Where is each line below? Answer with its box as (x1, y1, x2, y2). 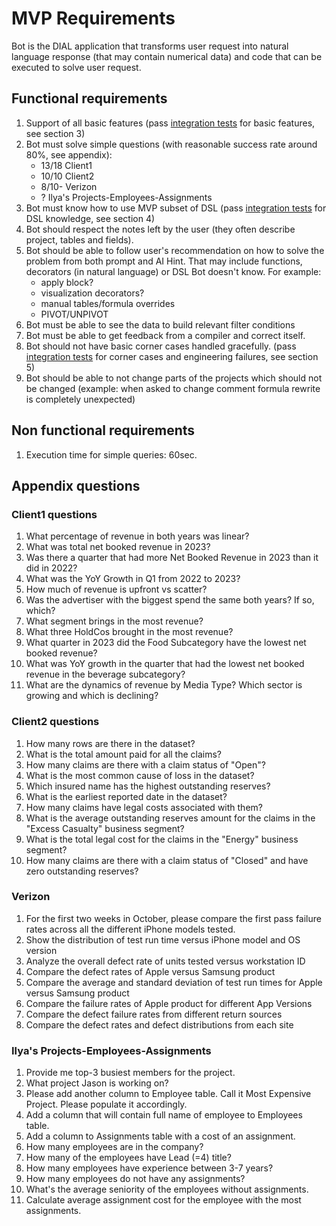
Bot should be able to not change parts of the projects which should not (25, 372, 323, 384)
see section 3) (25, 127, 86, 139)
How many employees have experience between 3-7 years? (25, 1162, 274, 1174)
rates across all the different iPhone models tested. (25, 923, 236, 935)
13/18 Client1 (40, 159, 93, 171)
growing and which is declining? (25, 690, 159, 702)
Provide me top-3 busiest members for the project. (25, 1067, 236, 1079)
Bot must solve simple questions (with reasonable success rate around (25, 138, 318, 150)
